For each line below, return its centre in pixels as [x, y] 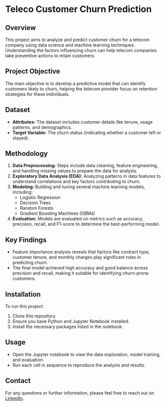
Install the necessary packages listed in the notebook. [68, 327]
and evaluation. [28, 359]
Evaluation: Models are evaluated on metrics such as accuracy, [78, 219]
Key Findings [26, 240]
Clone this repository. [34, 316]
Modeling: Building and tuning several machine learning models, [79, 187]
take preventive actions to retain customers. [50, 56]
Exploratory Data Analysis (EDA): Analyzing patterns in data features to [86, 176]
